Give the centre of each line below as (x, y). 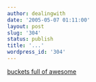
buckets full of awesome (42, 71)
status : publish (30, 39)
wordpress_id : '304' (37, 52)
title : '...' (26, 45)
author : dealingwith (37, 13)
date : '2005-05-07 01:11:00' (49, 20)
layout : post (26, 26)
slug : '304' (24, 33)
